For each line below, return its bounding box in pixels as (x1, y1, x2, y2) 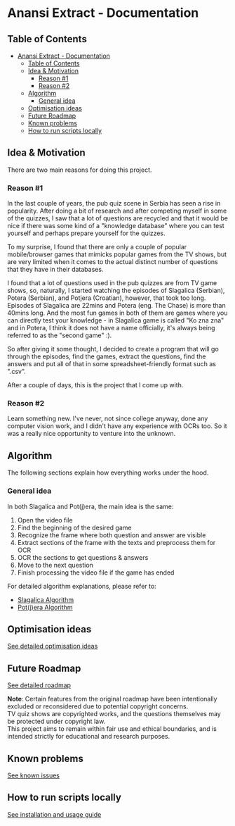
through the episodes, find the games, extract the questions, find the (7, 352, 206, 361)
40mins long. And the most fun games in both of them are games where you (7, 308, 228, 318)
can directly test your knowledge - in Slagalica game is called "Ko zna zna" (7, 316, 224, 325)
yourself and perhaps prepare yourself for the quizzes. (7, 229, 166, 237)
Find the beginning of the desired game (17, 523, 132, 532)
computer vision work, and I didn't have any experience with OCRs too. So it (7, 422, 227, 430)
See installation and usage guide (7, 810, 102, 818)
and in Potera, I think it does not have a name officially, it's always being (7, 324, 215, 332)
